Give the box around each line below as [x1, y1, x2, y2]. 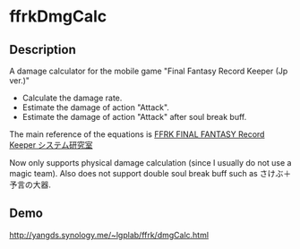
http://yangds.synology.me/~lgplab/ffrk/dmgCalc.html [9, 229, 209, 240]
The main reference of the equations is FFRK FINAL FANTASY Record [9, 129, 265, 140]
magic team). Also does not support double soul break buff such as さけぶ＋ [9, 168, 292, 178]
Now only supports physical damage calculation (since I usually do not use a [9, 158, 292, 167]
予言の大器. [9, 179, 52, 190]
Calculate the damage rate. [21, 92, 123, 103]
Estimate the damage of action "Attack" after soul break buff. [21, 112, 247, 122]
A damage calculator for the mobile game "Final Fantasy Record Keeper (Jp [9, 65, 288, 76]
